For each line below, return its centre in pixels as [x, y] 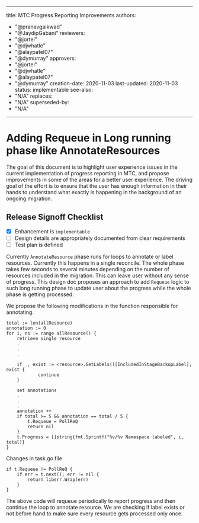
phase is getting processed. [40, 294]
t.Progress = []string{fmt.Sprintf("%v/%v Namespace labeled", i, [100, 437]
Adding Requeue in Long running [89, 138]
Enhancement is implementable [52, 231]
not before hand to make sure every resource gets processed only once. [94, 514]
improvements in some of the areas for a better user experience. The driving [99, 179]
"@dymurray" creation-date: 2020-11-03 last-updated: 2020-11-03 [96, 83]
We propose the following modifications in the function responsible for [92, 306]
